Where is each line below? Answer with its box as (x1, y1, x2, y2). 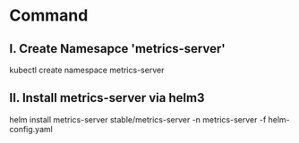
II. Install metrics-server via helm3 (9, 90, 205, 105)
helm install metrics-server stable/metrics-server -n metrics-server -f (9, 114, 267, 125)
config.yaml (9, 123, 54, 134)
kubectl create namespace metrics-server (9, 64, 165, 75)
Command (9, 5, 89, 26)
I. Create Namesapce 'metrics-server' (9, 41, 226, 56)
